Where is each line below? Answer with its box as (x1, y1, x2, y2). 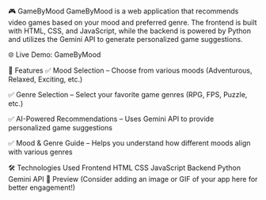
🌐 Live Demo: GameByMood (8, 50, 101, 59)
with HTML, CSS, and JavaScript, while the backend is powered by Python (8, 26, 252, 36)
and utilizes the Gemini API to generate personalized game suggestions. (8, 35, 243, 43)
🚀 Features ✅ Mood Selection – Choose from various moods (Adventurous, (8, 66, 253, 75)
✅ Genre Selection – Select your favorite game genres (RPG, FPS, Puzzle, (8, 90, 248, 99)
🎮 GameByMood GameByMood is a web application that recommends (8, 6, 239, 16)
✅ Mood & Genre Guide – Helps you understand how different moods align (8, 138, 251, 148)
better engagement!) (8, 183, 76, 192)
